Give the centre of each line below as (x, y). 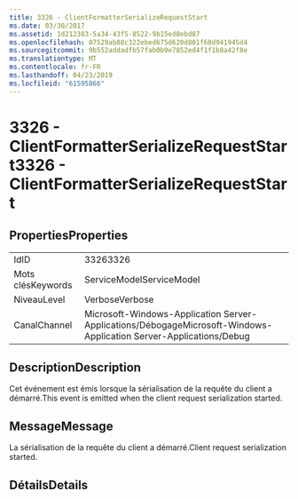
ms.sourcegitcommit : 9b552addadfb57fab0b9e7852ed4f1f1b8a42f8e (129, 51)
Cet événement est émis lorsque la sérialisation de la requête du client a (141, 389)
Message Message (61, 426)
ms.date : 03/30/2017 (47, 26)
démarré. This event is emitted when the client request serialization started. (146, 398)
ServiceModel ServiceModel (142, 279)
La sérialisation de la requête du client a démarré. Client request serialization (148, 448)
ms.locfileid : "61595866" (57, 83)
